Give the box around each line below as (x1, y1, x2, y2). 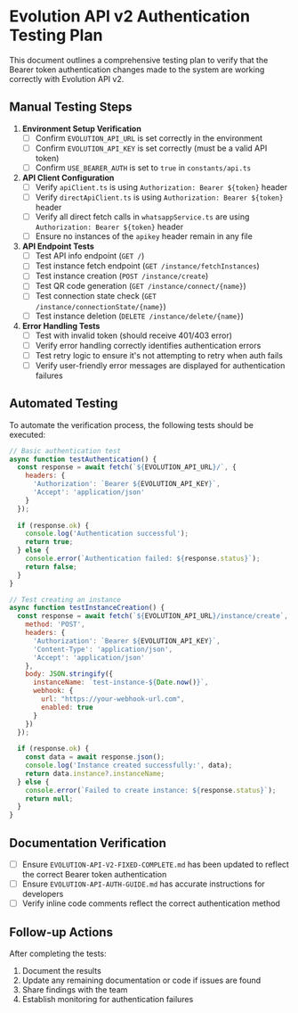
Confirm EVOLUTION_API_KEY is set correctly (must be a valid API (35, 143, 268, 153)
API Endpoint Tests (21, 241, 95, 251)
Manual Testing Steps (9, 100, 133, 115)
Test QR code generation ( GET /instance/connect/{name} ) (35, 281, 246, 292)
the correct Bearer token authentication (21, 869, 167, 879)
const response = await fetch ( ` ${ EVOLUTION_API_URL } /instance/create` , (17, 612, 289, 621)
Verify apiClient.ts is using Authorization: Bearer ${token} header (35, 181, 288, 193)
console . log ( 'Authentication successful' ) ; (25, 529, 189, 539)
